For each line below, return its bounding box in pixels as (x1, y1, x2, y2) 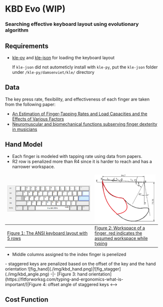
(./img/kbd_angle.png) (5, 271, 49, 277)
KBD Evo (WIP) (5, 3, 65, 15)
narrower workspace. (12, 164, 55, 170)
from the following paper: (5, 101, 56, 107)
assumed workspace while (94, 236, 148, 241)
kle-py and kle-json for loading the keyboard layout (12, 54, 115, 60)
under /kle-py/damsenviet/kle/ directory (12, 69, 95, 75)
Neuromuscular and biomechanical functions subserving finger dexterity (12, 121, 158, 127)
